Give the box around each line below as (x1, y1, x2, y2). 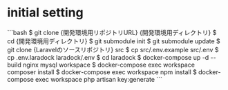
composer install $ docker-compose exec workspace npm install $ (7, 67, 197, 76)
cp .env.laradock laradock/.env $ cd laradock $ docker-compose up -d (7, 53, 209, 61)
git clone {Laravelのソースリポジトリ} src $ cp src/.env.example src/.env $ (7, 45, 219, 54)
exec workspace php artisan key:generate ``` (35, 75, 162, 83)
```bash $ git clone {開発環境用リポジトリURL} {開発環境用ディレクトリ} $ (7, 28, 217, 36)
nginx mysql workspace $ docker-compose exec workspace (23, 60, 196, 69)
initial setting (7, 5, 84, 21)
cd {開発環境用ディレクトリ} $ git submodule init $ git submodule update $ (7, 36, 221, 45)
